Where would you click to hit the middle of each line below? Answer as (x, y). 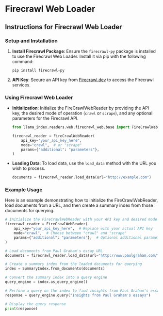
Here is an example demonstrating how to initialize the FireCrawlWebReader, (81, 200)
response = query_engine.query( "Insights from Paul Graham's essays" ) (78, 295)
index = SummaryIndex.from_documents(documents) (55, 269)
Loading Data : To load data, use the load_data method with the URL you (84, 163)
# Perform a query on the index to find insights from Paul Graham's (77, 291)
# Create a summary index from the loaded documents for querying (73, 264)
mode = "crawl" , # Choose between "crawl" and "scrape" (70, 233)
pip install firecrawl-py (38, 70)
